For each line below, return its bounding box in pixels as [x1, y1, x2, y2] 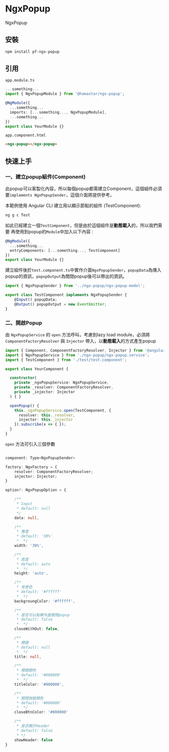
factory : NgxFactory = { [5, 464, 57, 469]
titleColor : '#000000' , [14, 682, 64, 687]
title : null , [14, 654, 42, 659]
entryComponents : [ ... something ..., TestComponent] [10, 248, 121, 253]
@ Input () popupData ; [14, 297, 57, 302]
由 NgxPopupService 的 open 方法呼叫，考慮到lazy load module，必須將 [5, 331, 150, 337]
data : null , [14, 515, 39, 520]
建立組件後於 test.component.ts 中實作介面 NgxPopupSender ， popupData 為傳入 [5, 267, 162, 273]
